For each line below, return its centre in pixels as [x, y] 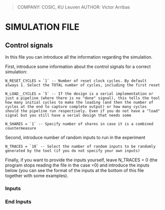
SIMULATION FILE [42, 27]
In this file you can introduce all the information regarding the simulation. [79, 57]
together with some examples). [37, 175]
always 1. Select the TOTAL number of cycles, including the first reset [83, 85]
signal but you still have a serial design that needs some [68, 115]
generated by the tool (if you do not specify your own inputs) [73, 151]
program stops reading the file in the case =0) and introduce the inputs [77, 165]
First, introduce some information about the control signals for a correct [78, 67]
